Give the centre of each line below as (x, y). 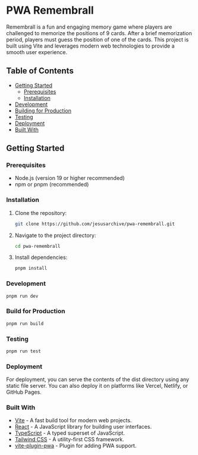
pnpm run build (25, 323)
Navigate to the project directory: (55, 235)
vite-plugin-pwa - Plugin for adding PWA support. (76, 446)
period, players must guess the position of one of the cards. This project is (98, 39)
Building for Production (43, 110)
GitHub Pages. (24, 392)
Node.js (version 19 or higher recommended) (70, 178)
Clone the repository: (41, 213)
